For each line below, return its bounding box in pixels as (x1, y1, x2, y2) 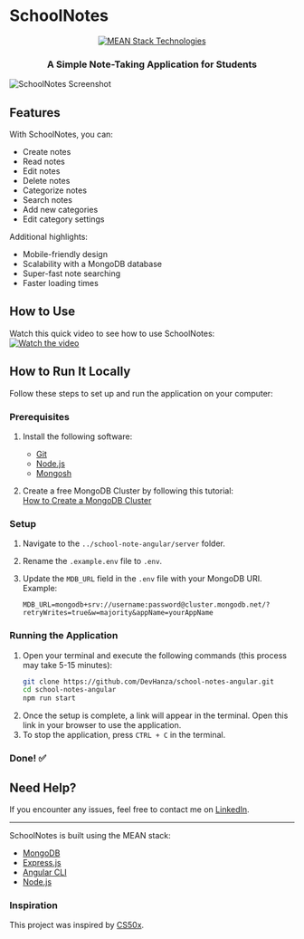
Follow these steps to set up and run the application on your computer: (9, 388, 273, 398)
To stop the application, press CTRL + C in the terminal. (22, 730, 226, 741)
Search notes (22, 195, 72, 206)
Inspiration (9, 898, 59, 911)
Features (9, 105, 61, 120)
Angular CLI (22, 867, 67, 877)
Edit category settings (22, 214, 105, 225)
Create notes (22, 147, 71, 158)
